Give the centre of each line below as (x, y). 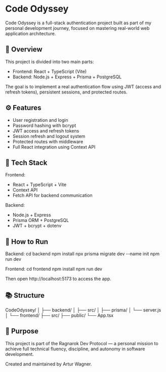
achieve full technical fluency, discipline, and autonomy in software (75, 349)
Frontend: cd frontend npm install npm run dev (54, 269)
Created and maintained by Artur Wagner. (49, 364)
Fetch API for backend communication (52, 196)
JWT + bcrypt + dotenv (37, 226)
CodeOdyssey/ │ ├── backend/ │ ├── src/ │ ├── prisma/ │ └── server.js (83, 310)
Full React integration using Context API (54, 147)
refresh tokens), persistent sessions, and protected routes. (66, 92)
